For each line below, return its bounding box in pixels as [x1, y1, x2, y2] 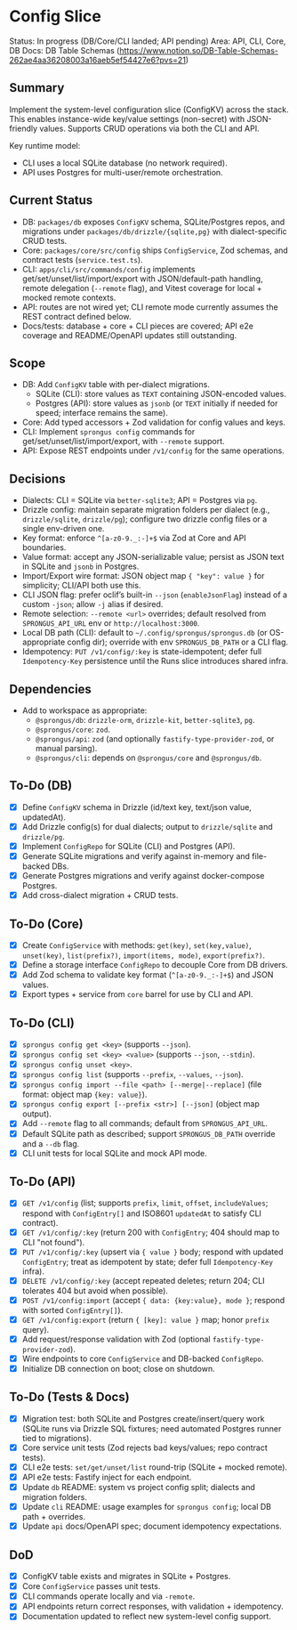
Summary [9, 80, 65, 95]
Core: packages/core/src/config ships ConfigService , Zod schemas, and [21, 245, 289, 255]
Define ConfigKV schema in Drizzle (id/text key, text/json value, [21, 801, 252, 812]
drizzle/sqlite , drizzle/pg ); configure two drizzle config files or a [21, 514, 268, 524]
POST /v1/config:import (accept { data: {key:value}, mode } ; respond [21, 1294, 285, 1305]
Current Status [9, 193, 93, 208]
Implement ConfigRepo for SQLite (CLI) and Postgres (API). [21, 840, 236, 851]
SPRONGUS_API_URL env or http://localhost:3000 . [21, 618, 200, 628]
